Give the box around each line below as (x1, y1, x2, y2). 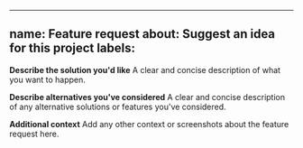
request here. (9, 128, 60, 139)
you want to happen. (9, 74, 86, 85)
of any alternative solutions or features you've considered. (9, 101, 227, 112)
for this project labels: (9, 41, 136, 56)
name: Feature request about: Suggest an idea (9, 26, 276, 42)
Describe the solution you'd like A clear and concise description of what (9, 64, 281, 75)
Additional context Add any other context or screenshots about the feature (9, 118, 289, 129)
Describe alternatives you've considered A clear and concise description (9, 91, 286, 102)
